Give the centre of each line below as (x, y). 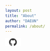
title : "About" (21, 16)
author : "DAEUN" (22, 21)
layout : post (19, 10)
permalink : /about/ (25, 26)
